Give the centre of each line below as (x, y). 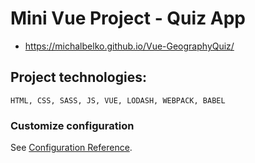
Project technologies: (78, 77)
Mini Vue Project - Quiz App (128, 18)
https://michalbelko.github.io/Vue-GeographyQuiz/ (129, 46)
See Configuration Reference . (71, 148)
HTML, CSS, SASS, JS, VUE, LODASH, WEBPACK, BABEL (118, 100)
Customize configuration (72, 125)
